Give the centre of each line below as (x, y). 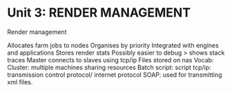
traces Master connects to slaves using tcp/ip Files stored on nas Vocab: (110, 59)
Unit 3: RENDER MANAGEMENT (99, 13)
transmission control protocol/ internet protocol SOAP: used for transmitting (115, 75)
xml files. (20, 82)
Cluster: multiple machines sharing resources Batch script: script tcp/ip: (109, 67)
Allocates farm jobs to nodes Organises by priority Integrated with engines (113, 45)
